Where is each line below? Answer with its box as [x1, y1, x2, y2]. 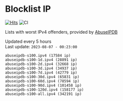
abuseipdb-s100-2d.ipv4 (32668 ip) [5, 61, 78, 66]
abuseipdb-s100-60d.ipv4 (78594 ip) [5, 79, 80, 83]
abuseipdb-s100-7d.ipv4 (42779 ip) [5, 70, 78, 75]
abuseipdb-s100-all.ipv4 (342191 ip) [5, 91, 82, 96]
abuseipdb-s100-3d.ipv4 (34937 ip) [5, 66, 78, 71]
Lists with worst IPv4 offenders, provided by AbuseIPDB [5, 29, 118, 35]
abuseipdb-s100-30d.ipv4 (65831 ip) [5, 74, 80, 79]
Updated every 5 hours [5, 38, 52, 44]
